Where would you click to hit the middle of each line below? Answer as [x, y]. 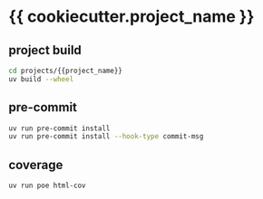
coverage [36, 165]
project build [45, 50]
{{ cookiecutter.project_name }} [131, 17]
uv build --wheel [41, 79]
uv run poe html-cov [48, 186]
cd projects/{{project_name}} [66, 71]
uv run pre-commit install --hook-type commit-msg [106, 137]
